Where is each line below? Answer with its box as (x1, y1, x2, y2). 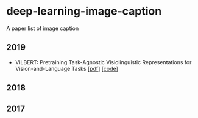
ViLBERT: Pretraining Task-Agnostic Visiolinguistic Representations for (15, 58, 192, 65)
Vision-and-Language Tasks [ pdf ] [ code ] (15, 65, 119, 72)
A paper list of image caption (6, 24, 79, 32)
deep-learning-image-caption (6, 4, 162, 18)
